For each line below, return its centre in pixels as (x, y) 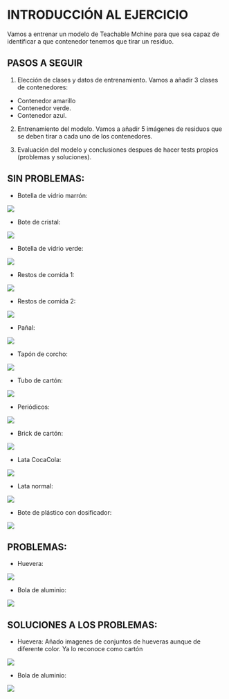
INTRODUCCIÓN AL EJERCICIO (98, 15)
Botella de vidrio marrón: (52, 195)
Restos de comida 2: (46, 301)
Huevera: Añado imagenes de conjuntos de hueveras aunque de (109, 642)
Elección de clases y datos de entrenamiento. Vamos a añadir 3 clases (118, 80)
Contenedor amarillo (46, 100)
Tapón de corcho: (42, 354)
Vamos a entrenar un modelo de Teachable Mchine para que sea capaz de (113, 34)
